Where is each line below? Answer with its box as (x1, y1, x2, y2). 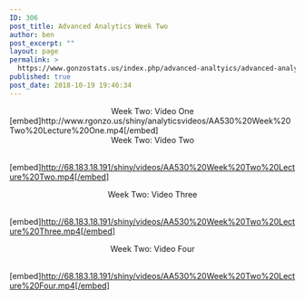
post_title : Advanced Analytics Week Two (9, 22, 169, 31)
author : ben (9, 30, 54, 39)
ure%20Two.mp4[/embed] (9, 171, 110, 182)
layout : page (9, 47, 59, 56)
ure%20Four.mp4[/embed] (9, 280, 111, 291)
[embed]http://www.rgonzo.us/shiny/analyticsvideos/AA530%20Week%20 (9, 115, 291, 126)
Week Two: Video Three (107, 189, 198, 199)
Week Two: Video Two (110, 134, 195, 145)
